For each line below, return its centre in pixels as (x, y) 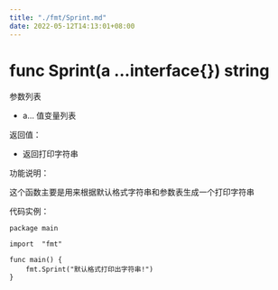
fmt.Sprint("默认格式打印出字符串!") (89, 270)
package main (34, 229)
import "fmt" (36, 244)
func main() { (36, 260)
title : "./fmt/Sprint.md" (58, 18)
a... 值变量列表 (49, 116)
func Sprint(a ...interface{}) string (139, 71)
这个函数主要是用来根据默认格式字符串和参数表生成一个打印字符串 (132, 192)
